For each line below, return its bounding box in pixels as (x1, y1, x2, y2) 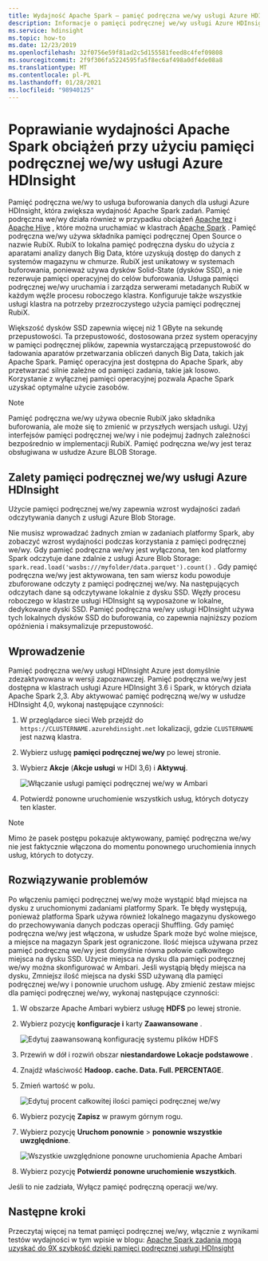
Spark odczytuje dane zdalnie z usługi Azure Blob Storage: (8, 554, 202, 563)
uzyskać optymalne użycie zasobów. (8, 382, 129, 392)
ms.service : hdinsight (8, 26, 84, 34)
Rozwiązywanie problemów (8, 873, 148, 887)
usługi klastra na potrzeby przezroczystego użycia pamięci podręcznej (8, 299, 241, 309)
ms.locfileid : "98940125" (8, 85, 94, 94)
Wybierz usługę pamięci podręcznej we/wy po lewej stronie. (19, 747, 221, 757)
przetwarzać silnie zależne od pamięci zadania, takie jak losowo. (8, 366, 221, 375)
